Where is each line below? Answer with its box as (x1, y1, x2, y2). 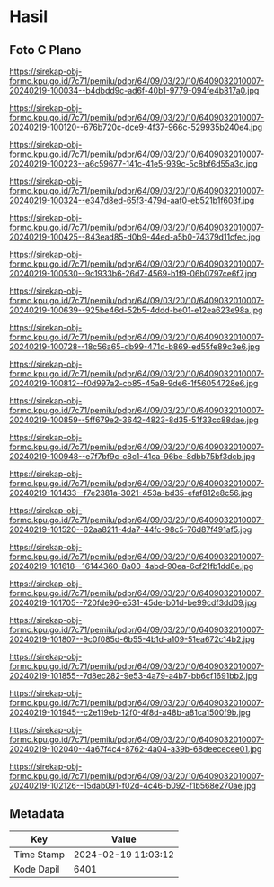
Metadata (9, 806, 65, 821)
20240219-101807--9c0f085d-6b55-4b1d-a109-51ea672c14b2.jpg (9, 634, 256, 645)
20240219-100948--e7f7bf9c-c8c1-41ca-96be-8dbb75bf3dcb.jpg (9, 451, 256, 461)
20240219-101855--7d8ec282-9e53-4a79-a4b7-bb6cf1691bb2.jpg (9, 671, 258, 681)
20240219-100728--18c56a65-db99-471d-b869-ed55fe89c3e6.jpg (9, 341, 261, 352)
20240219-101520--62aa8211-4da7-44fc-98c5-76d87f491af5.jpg (9, 524, 252, 535)
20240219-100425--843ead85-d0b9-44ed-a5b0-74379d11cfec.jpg (9, 231, 261, 242)
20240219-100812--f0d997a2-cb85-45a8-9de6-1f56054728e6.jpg (9, 378, 259, 388)
